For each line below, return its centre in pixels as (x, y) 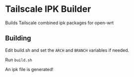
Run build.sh (19, 60)
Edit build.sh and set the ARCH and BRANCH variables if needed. (67, 50)
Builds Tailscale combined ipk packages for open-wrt (59, 23)
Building (18, 38)
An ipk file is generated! (29, 69)
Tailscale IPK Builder (48, 9)
